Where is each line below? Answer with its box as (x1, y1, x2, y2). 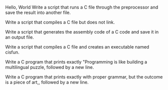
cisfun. (5, 49, 20, 55)
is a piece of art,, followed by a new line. (5, 79, 89, 85)
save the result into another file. (5, 9, 71, 15)
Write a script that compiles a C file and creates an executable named (5, 44, 149, 49)
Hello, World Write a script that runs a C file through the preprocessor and (5, 4, 158, 10)
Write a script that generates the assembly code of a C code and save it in (5, 29, 159, 34)
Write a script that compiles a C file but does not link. (5, 19, 115, 25)
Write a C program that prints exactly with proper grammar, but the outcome (5, 74, 163, 79)
